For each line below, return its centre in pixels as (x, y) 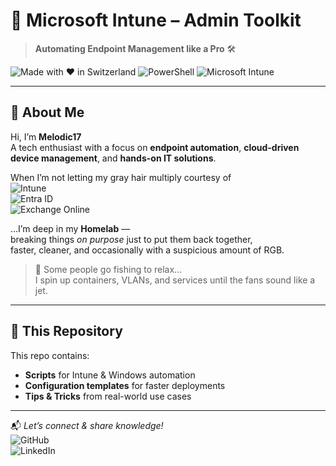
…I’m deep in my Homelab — (70, 228)
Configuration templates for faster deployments (125, 385)
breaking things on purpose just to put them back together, (131, 239)
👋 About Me (47, 112)
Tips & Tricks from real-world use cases (108, 396)
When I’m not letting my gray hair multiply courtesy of (121, 177)
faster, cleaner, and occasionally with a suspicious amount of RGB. (147, 250)
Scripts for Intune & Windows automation (110, 375)
